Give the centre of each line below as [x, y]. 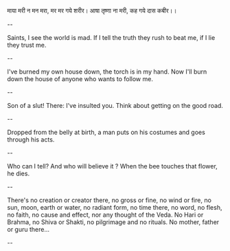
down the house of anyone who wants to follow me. [80, 79]
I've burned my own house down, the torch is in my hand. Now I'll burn [107, 72]
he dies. [18, 173]
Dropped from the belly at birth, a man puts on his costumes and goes [106, 132]
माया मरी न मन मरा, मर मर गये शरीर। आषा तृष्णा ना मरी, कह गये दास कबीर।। [92, 11]
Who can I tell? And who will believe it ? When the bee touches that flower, [112, 166]
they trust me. [27, 45]
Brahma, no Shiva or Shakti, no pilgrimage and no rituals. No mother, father [113, 222]
